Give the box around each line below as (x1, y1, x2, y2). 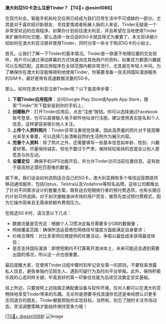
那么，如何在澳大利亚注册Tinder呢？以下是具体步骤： (5, 86, 114, 92)
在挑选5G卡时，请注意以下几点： (5, 210, 72, 216)
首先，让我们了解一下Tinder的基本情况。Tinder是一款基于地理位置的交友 (5, 50, 153, 56)
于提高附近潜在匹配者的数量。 (12, 164, 73, 170)
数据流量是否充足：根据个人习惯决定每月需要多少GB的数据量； (12, 221, 140, 227)
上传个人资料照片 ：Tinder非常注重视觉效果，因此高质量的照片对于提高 (12, 127, 156, 133)
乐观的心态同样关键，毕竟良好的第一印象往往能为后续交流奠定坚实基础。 (5, 275, 152, 280)
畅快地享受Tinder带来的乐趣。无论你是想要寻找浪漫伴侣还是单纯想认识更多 (5, 291, 157, 297)
